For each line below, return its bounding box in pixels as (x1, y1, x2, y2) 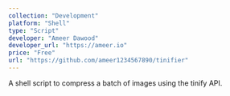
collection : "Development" (8, 11, 99, 20)
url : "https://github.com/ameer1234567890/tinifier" (8, 57, 189, 65)
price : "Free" (8, 49, 56, 57)
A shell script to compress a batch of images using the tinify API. (8, 78, 223, 88)
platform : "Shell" (8, 19, 70, 27)
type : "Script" (8, 26, 60, 34)
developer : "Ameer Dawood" (8, 34, 99, 42)
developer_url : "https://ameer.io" (8, 42, 128, 50)
